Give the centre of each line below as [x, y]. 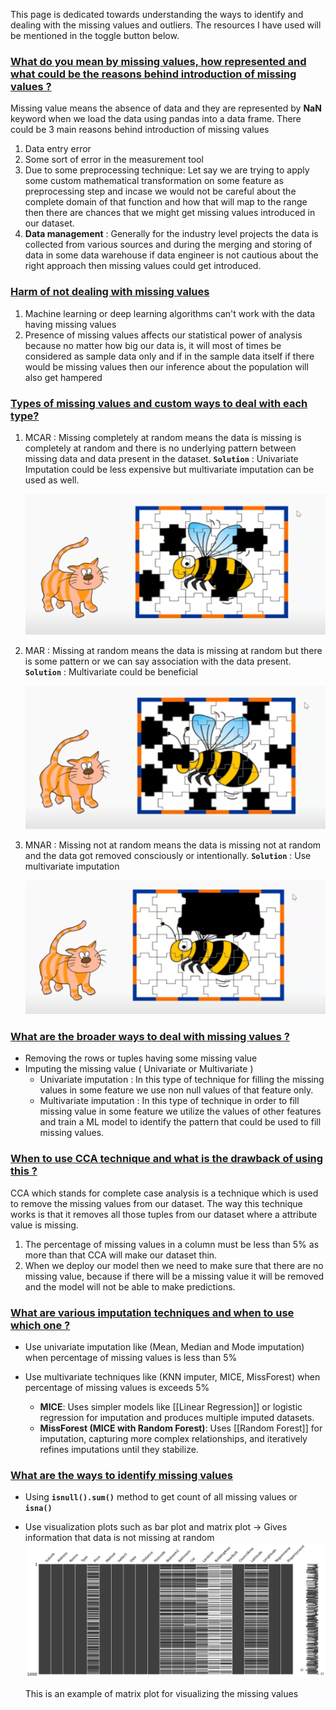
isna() [38, 1509]
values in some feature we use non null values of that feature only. [176, 1090]
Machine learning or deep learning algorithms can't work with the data [170, 313]
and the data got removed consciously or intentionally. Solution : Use [168, 856]
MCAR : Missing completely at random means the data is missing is [163, 437]
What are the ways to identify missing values [121, 1475]
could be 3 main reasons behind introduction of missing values [140, 130]
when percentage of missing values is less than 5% [131, 1358]
